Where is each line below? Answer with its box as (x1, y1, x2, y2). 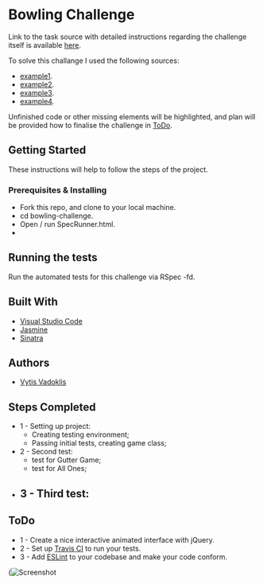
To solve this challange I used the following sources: (8, 56, 180, 65)
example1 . (19, 71, 53, 80)
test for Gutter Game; (31, 455, 102, 465)
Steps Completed (8, 400, 96, 414)
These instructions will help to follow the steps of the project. (8, 165, 208, 174)
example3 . (19, 88, 54, 97)
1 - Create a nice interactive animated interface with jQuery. (19, 535, 215, 544)
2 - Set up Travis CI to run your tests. (19, 543, 141, 553)
